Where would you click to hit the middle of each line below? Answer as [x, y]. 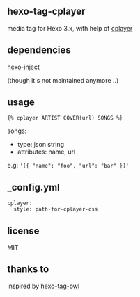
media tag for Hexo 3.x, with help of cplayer [70, 28]
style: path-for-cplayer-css [56, 209]
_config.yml [34, 187]
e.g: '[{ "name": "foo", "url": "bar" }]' [68, 166]
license [23, 231]
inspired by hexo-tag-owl [44, 286]
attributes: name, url [46, 152]
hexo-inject [24, 67]
